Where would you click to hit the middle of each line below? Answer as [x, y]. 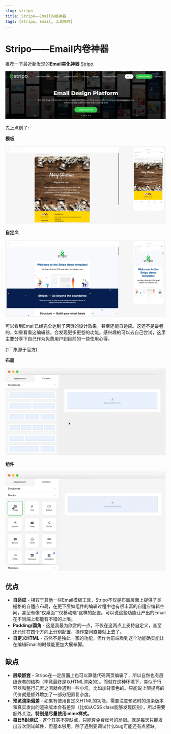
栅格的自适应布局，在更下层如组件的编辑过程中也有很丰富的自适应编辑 [86, 606]
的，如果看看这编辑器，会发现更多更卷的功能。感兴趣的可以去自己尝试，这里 [85, 332]
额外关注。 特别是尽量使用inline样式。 [52, 713]
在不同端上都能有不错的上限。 [44, 619]
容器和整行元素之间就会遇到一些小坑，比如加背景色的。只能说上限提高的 [88, 688]
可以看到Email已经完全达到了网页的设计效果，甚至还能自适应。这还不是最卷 [84, 326]
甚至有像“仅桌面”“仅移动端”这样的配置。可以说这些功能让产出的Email [94, 612]
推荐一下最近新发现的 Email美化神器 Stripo [49, 64]
